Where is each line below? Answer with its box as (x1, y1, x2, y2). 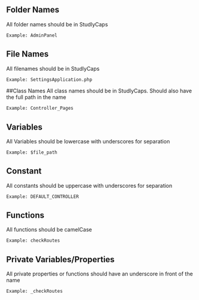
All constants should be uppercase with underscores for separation (6, 182, 173, 189)
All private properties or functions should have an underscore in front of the (6, 270, 193, 278)
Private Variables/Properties (6, 254, 115, 265)
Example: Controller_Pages (6, 105, 74, 112)
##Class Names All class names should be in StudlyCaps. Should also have (6, 87, 192, 95)
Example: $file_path (6, 149, 58, 155)
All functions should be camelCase (6, 226, 92, 233)
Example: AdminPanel (6, 32, 58, 38)
